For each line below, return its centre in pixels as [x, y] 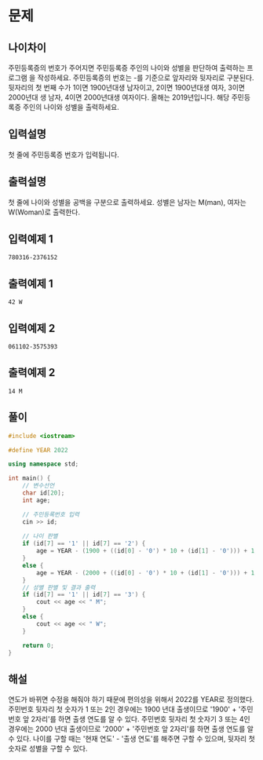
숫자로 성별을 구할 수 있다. [48, 749]
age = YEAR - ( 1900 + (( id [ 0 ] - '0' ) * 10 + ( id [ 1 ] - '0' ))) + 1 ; [147, 551]
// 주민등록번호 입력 [51, 514]
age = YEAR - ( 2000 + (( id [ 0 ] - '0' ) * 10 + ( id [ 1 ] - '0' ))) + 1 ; [147, 573]
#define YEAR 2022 [38, 450]
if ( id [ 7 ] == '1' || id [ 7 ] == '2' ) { [84, 544]
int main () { [29, 479]
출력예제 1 [31, 283]
